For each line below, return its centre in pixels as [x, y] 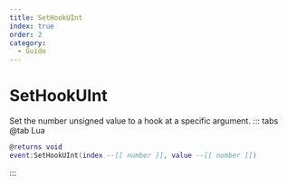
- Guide [32, 51]
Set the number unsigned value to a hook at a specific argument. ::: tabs [144, 121]
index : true [32, 26]
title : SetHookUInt [46, 18]
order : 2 [26, 34]
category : [28, 43]
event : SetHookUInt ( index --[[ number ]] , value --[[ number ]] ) [133, 155]
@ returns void [36, 147]
